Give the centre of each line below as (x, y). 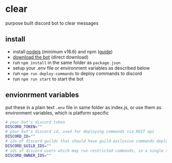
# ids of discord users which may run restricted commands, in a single (84, 151)
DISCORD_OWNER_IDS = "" (28, 155)
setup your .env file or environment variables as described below (81, 68)
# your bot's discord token (35, 122)
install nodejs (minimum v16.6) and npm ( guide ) (63, 51)
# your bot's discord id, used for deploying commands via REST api (80, 132)
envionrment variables (42, 95)
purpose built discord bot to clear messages (52, 23)
